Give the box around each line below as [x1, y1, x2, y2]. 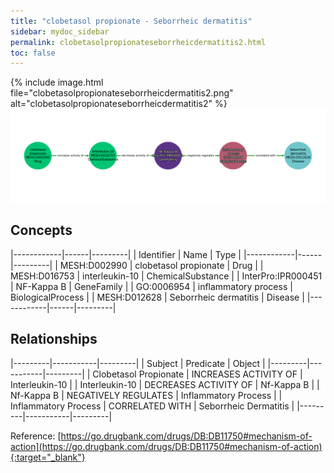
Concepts [10, 222, 73, 239]
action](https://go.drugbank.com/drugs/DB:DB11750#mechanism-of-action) [10, 440, 323, 452]
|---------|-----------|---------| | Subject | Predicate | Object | [10, 357, 266, 369]
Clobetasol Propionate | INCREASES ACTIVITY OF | [92, 368, 303, 380]
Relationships [10, 331, 98, 348]
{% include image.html [10, 76, 104, 89]
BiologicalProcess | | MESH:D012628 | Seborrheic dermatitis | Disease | [10, 291, 305, 303]
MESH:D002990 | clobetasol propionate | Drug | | [59, 259, 264, 271]
